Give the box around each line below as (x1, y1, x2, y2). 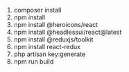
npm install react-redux (13, 43, 81, 51)
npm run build (13, 57, 54, 65)
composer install (13, 6, 62, 14)
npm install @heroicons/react (13, 21, 98, 28)
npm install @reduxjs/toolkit (13, 35, 94, 44)
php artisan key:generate (13, 50, 86, 58)
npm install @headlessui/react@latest (13, 28, 122, 36)
